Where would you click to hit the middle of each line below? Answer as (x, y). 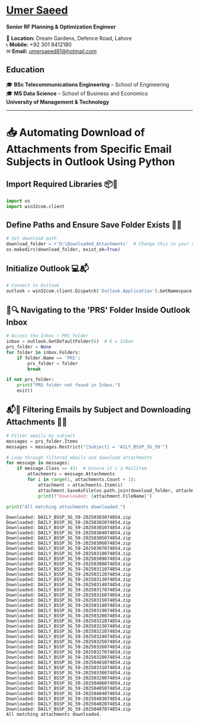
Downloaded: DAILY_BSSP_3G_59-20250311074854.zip (69, 570)
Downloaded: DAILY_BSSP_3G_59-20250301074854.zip (69, 528)
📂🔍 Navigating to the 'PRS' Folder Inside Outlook (98, 310)
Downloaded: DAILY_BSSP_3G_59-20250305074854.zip (69, 538)
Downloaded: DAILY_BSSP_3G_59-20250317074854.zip (69, 590)
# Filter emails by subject (41, 436)
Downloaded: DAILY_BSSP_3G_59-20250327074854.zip (69, 652)
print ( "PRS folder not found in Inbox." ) (68, 385)
